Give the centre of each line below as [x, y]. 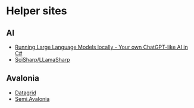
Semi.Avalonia [32, 99]
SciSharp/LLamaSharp [42, 60]
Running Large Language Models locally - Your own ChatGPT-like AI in [101, 47]
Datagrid [26, 93]
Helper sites [37, 11]
